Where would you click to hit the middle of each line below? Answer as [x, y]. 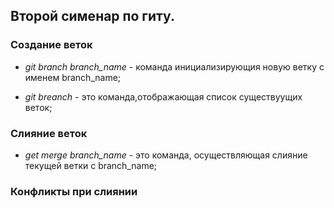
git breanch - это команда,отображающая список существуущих [163, 96]
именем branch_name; [73, 77]
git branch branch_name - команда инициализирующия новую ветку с [174, 66]
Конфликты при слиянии [74, 191]
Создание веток [51, 45]
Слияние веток [49, 133]
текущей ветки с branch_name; [91, 165]
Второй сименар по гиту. [92, 16]
